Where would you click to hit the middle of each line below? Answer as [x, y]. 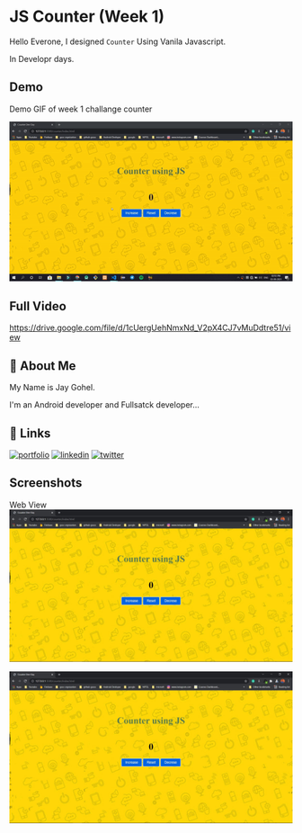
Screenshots [46, 483]
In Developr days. [42, 58]
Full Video [38, 306]
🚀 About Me [43, 366]
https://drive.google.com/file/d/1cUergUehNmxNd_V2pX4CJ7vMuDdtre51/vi [150, 328]
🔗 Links [30, 433]
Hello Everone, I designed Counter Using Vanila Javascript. [118, 41]
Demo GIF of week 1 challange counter [81, 109]
